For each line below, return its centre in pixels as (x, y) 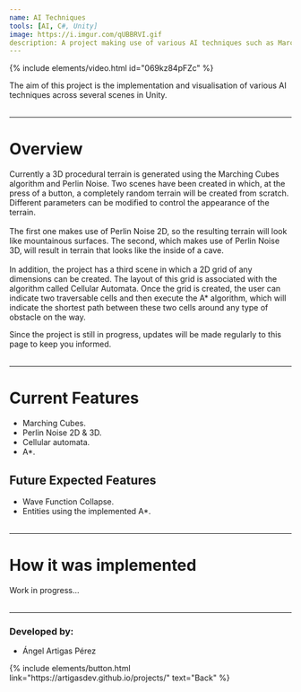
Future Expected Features (83, 480)
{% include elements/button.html (70, 669)
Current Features (74, 398)
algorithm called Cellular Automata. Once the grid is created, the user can (145, 289)
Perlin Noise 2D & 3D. (62, 433)
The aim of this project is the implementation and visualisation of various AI (148, 85)
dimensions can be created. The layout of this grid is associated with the (143, 279)
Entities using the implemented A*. (86, 511)
